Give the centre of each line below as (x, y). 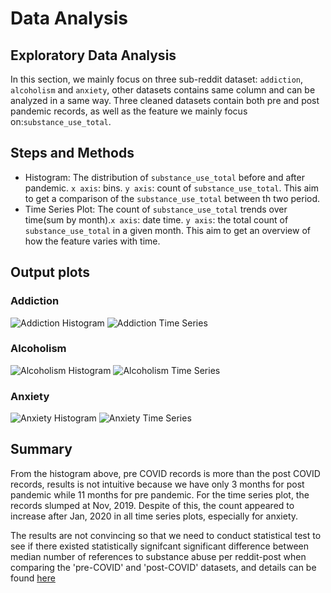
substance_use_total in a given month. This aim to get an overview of (167, 230)
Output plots (50, 272)
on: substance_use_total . (61, 121)
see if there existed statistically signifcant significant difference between (159, 546)
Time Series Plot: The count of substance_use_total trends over (156, 209)
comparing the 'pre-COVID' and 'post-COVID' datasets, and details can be (163, 567)
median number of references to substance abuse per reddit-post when (158, 556)
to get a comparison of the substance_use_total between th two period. (172, 198)
